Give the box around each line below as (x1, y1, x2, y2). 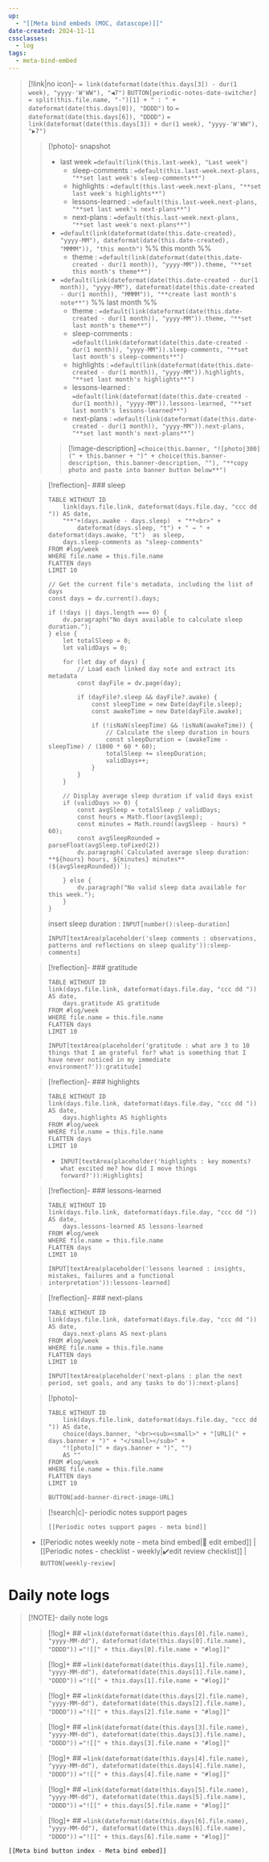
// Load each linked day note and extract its (76, 665, 235, 673)
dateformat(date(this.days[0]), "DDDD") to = (27, 102, 179, 113)
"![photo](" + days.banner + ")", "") (63, 1444, 193, 1452)
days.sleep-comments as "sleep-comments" (63, 537, 203, 546)
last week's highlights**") (71, 189, 166, 197)
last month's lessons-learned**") (71, 406, 188, 415)
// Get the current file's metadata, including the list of (47, 580, 254, 588)
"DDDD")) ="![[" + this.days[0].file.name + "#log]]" (47, 1645, 230, 1653)
